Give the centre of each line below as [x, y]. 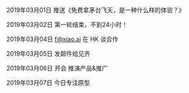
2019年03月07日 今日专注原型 [48, 83]
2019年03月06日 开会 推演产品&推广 [57, 68]
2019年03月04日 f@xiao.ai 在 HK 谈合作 [62, 39]
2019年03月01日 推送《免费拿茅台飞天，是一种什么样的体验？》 [96, 10]
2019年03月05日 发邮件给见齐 [48, 54]
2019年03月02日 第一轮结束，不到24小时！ [67, 25]
